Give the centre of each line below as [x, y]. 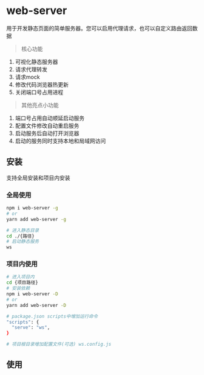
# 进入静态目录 [23, 230]
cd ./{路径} [20, 236]
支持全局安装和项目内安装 [38, 178]
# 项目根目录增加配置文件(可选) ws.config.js [59, 345]
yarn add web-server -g [36, 219]
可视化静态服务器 [36, 61]
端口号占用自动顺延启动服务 [50, 118]
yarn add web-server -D [36, 305]
